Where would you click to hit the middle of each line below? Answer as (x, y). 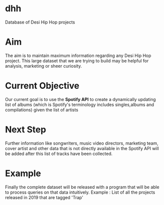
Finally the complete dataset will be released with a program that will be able (82, 187)
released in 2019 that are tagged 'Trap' (44, 197)
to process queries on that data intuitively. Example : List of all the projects (80, 192)
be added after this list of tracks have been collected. (59, 154)
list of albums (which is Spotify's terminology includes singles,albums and (80, 104)
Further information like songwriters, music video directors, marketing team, (82, 143)
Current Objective (42, 86)
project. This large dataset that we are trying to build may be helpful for (77, 61)
